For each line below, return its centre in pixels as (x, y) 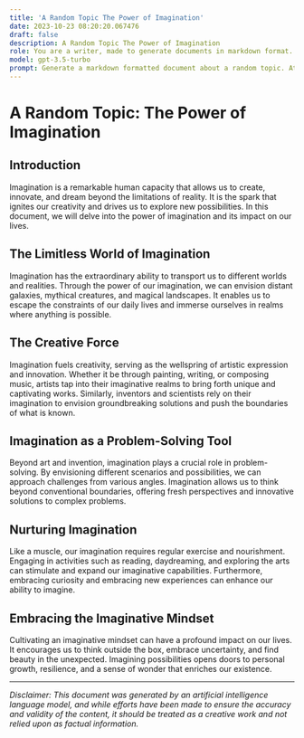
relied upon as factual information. (74, 724)
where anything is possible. (61, 314)
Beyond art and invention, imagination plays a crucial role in (120, 463)
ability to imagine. (42, 590)
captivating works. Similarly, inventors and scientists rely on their (130, 393)
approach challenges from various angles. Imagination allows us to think (144, 482)
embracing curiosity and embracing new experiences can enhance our (141, 581)
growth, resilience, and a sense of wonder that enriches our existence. (141, 668)
